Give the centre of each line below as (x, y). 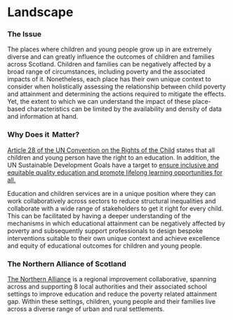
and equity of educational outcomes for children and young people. (105, 246)
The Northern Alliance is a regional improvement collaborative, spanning (112, 279)
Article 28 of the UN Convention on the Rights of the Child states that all (111, 150)
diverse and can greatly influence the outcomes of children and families (111, 57)
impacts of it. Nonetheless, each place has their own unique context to (109, 79)
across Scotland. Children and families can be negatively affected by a (109, 65)
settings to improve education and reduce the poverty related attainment (112, 294)
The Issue (25, 34)
